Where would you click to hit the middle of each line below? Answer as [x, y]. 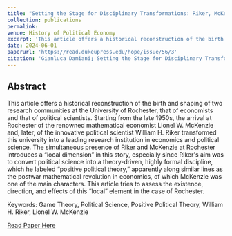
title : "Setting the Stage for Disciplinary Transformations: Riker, [109, 13]
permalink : [23, 26]
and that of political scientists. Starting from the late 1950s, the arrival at [109, 117]
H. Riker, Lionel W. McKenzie [48, 212]
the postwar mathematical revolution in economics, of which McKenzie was [115, 176]
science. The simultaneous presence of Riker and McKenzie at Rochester [112, 147]
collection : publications [44, 20]
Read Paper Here [31, 225]
